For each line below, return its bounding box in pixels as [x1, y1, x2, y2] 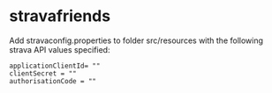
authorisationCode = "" [9, 76, 97, 85]
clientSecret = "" [9, 68, 77, 78]
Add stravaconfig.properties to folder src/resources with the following [9, 35, 263, 46]
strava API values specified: [9, 44, 110, 54]
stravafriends [9, 6, 111, 26]
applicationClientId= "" [9, 61, 101, 70]
